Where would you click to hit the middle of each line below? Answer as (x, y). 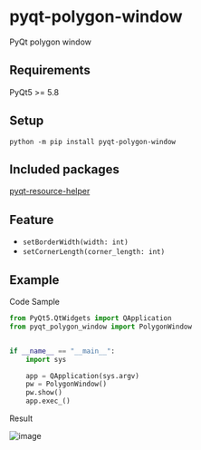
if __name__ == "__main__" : (62, 351)
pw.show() (44, 393)
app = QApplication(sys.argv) (83, 376)
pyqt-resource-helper (50, 191)
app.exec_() (48, 401)
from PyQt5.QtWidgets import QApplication (91, 318)
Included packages (64, 169)
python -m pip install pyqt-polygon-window (93, 142)
